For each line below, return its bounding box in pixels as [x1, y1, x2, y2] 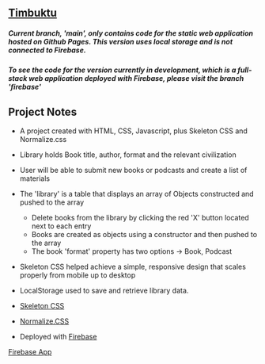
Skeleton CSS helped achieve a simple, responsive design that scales [19, 262, 247, 272]
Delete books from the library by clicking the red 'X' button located [31, 213, 249, 223]
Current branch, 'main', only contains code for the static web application [8, 28, 253, 38]
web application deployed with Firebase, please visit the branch [28, 74, 244, 83]
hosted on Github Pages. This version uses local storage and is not [8, 36, 233, 46]
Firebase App [8, 347, 52, 357]
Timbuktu [8, 6, 58, 20]
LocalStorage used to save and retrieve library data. [19, 285, 189, 296]
